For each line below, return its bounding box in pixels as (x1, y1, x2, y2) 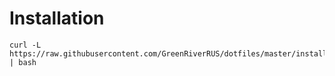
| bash (9, 57, 37, 67)
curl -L (9, 40, 42, 50)
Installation (9, 7, 105, 30)
